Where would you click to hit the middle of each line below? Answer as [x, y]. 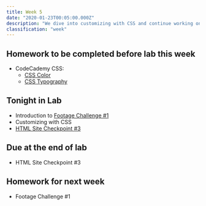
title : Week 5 [25, 12]
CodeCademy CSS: [40, 68]
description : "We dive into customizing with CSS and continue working [100, 23]
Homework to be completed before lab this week [101, 53]
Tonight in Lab [34, 101]
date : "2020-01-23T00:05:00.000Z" [51, 18]
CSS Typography [46, 82]
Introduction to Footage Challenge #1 [62, 115]
